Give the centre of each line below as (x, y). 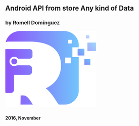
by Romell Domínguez (33, 23)
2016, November (23, 118)
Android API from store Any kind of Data (69, 8)
